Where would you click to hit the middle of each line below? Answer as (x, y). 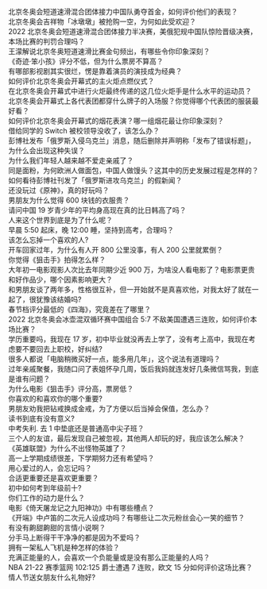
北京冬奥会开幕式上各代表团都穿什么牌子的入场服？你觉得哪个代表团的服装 (130, 101)
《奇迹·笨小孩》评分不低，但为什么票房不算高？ (86, 61)
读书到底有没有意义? (42, 418)
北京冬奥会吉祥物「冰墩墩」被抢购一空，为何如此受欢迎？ (102, 21)
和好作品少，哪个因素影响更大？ (60, 279)
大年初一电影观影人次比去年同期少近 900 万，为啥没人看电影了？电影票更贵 (132, 269)
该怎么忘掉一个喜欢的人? (48, 240)
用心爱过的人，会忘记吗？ (50, 468)
